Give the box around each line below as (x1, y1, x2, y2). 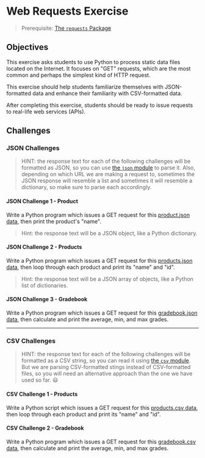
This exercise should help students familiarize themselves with (6, 83, 164, 90)
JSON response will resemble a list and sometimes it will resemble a (21, 177, 193, 184)
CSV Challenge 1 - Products (6, 390, 78, 398)
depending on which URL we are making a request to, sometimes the (21, 171, 195, 178)
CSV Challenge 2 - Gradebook (6, 424, 84, 432)
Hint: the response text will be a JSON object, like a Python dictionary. (21, 229, 198, 237)
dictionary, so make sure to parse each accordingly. (21, 184, 152, 191)
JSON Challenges (6, 144, 60, 152)
